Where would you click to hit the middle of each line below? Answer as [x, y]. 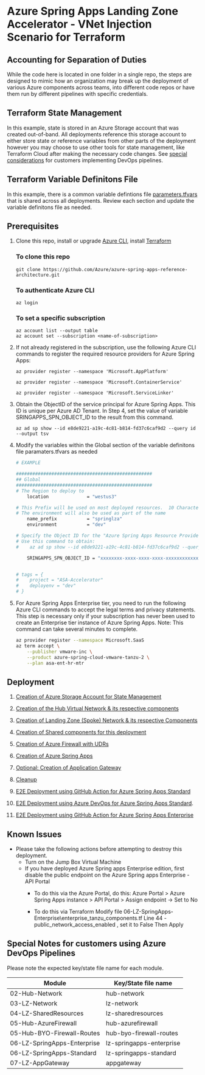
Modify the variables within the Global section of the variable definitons [105, 445]
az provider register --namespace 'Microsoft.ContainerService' [99, 382]
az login [27, 303]
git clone [28, 269]
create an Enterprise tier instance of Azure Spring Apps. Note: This [99, 623]
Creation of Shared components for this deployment [81, 732]
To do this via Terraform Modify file [78, 912]
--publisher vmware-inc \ [60, 652]
